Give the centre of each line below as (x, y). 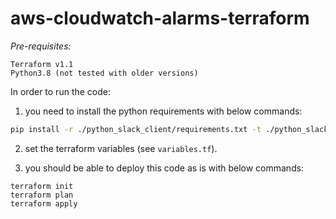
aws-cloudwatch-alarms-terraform (160, 18)
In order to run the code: (60, 91)
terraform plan (42, 195)
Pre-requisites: (41, 46)
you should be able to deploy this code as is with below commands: (164, 168)
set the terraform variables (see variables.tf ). (121, 148)
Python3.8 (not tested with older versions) (104, 73)
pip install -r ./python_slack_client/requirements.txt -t (136, 129)
